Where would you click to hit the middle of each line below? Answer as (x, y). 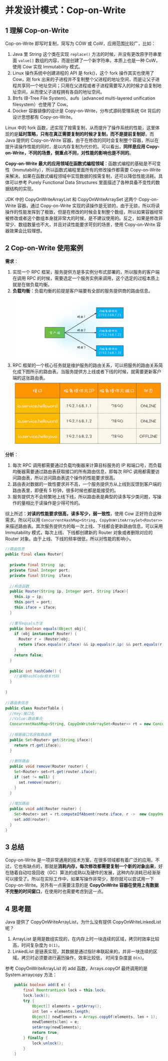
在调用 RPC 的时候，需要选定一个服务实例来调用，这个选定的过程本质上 (86, 278)
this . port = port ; (33, 602)
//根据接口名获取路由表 (30, 735)
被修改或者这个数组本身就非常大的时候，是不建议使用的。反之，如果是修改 (82, 218)
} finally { (36, 1038)
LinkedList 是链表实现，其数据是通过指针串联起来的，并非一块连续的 (83, 951)
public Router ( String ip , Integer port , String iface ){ (69, 591)
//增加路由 (19, 804)
